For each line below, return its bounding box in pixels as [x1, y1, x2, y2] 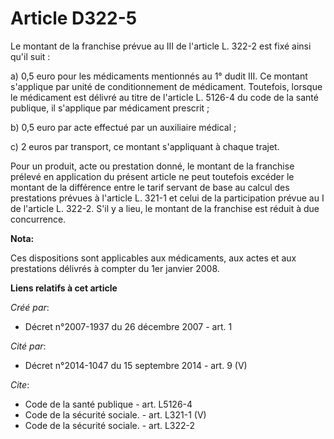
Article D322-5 [10, 7, 138, 30]
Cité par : [10, 340, 47, 352]
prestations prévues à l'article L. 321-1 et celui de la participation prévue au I [10, 192, 325, 204]
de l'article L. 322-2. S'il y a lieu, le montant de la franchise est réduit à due [10, 202, 320, 214]
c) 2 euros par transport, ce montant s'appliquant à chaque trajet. [10, 140, 280, 152]
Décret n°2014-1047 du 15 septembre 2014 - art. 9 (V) [24, 359, 248, 371]
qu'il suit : [10, 50, 51, 62]
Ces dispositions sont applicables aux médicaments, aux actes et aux [10, 252, 297, 264]
